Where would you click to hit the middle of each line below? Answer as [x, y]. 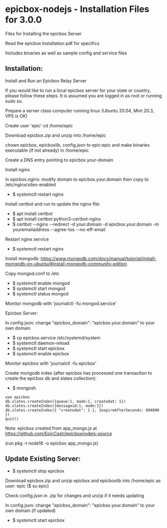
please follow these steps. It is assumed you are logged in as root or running [83, 95]
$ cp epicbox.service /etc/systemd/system [56, 337]
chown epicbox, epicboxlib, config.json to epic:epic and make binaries [78, 145]
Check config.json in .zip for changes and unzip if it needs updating [75, 496]
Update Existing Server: [43, 459]
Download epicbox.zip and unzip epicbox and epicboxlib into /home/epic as [83, 481]
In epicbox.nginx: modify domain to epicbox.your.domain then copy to [77, 179]
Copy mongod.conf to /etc [32, 273]
